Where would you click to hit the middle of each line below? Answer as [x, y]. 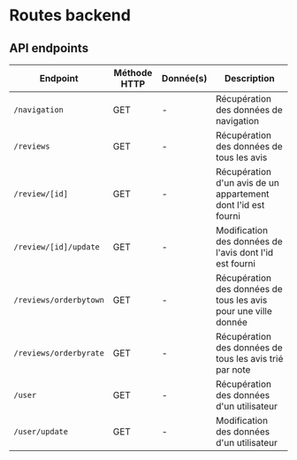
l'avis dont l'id [244, 253]
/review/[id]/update [57, 247]
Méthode [133, 73]
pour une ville [244, 311]
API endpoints [49, 48]
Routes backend [70, 15]
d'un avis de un [247, 183]
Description [250, 78]
